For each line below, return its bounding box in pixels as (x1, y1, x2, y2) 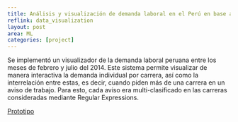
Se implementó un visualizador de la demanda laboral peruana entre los (7, 56, 217, 64)
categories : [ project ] (7, 37, 74, 44)
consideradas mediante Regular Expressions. (7, 93, 140, 102)
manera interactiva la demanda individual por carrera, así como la (7, 71, 198, 80)
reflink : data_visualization (7, 17, 93, 24)
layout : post (7, 23, 46, 30)
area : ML (7, 30, 33, 37)
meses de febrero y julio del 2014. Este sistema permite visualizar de (7, 63, 208, 72)
